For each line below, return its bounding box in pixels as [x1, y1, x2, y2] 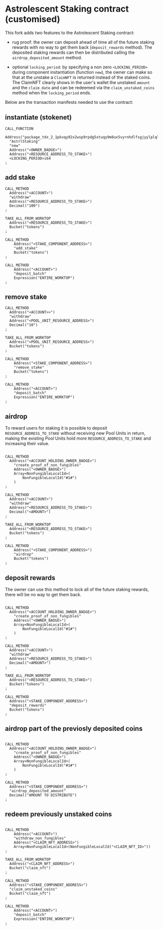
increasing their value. [5, 441, 49, 447]
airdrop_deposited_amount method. [12, 54, 82, 60]
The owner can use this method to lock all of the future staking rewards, [5, 586, 149, 592]
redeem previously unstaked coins [5, 810, 112, 818]
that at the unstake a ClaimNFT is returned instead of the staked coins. [12, 74, 151, 80]
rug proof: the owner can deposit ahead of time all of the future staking [12, 39, 154, 45]
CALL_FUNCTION [5, 126, 34, 131]
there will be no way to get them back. [5, 592, 81, 598]
